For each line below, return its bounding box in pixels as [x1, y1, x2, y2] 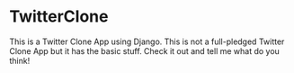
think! [9, 55, 31, 66]
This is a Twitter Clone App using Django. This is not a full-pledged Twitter [9, 36, 285, 47]
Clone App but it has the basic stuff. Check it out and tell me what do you [9, 45, 281, 56]
